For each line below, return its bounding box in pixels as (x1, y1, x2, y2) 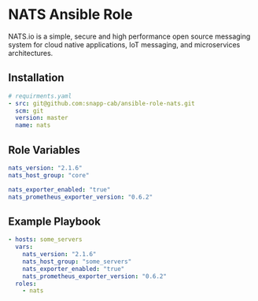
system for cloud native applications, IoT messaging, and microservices (8, 39, 241, 49)
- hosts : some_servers (8, 236, 83, 243)
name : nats (15, 121, 51, 129)
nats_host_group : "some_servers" (22, 258, 132, 266)
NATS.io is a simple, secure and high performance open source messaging (8, 32, 251, 41)
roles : (15, 280, 37, 288)
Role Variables (8, 143, 80, 157)
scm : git (15, 106, 44, 115)
